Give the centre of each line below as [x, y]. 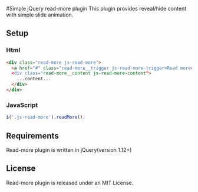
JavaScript [22, 105]
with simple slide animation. [40, 15]
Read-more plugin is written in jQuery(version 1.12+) [69, 149]
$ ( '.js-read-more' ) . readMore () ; [46, 118]
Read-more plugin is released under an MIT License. [70, 183]
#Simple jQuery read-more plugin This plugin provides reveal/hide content [96, 9]
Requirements [32, 136]
